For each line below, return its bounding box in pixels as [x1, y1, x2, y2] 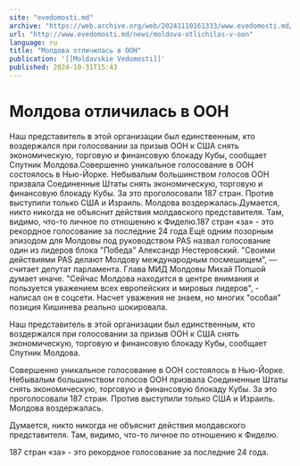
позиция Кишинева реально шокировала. [9, 301, 168, 312]
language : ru [9, 37, 58, 47]
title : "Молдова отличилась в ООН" [9, 46, 142, 55]
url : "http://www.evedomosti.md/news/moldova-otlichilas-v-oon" [9, 29, 254, 38]
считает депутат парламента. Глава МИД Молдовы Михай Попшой [9, 263, 266, 274]
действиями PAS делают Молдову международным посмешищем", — [9, 254, 278, 264]
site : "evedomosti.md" [9, 12, 94, 22]
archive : [9, 21, 42, 30]
